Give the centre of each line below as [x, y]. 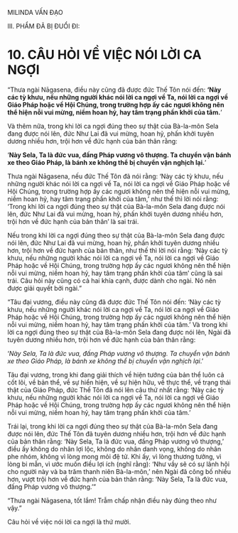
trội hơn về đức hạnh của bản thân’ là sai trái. [73, 221]
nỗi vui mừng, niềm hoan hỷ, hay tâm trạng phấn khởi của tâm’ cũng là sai [115, 273]
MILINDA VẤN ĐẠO [35, 12]
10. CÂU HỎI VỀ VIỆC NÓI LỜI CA [104, 55]
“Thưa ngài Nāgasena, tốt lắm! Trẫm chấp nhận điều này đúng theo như [112, 500]
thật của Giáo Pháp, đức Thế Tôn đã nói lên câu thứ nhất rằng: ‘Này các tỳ [116, 389]
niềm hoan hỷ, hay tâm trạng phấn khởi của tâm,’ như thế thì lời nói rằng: [113, 199]
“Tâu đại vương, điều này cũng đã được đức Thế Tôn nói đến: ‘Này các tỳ [114, 302]
